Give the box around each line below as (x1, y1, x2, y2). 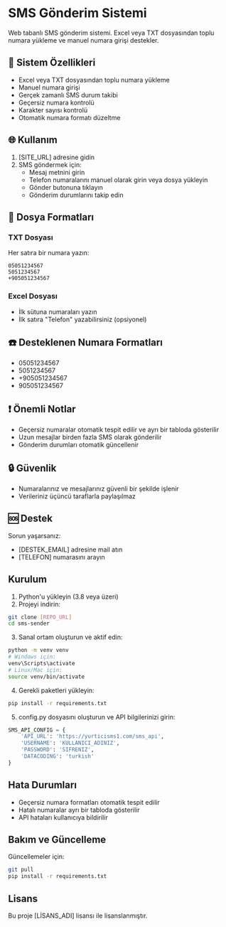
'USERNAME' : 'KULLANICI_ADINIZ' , (21, 739, 120, 747)
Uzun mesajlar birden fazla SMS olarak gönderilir (18, 433, 162, 441)
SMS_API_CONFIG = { (8, 727, 66, 734)
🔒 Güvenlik (8, 462, 57, 474)
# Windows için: (8, 653, 56, 660)
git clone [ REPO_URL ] (8, 613, 72, 621)
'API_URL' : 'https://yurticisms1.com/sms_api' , (21, 733, 164, 740)
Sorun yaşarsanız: (8, 531, 61, 540)
